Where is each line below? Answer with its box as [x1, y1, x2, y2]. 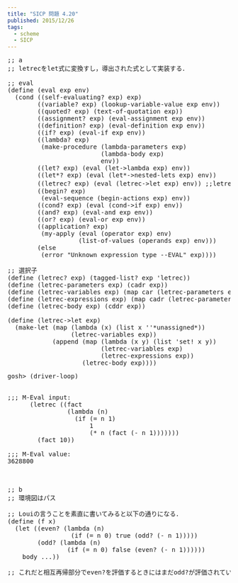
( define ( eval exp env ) [7, 86, 90, 94]
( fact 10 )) [37, 436, 75, 444]
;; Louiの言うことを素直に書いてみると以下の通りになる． [7, 510, 183, 518]
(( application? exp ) [37, 222, 108, 231]
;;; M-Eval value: [7, 451, 72, 458]
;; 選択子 [7, 266, 38, 275]
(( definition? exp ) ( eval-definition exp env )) [37, 122, 205, 130]
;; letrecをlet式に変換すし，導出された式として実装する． [7, 64, 189, 73]
